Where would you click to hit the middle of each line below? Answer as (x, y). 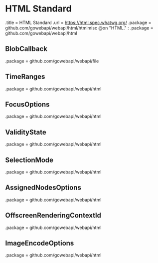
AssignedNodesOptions (43, 188)
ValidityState (26, 132)
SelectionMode (29, 160)
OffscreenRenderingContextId (53, 215)
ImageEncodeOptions (40, 243)
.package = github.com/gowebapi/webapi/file (52, 61)
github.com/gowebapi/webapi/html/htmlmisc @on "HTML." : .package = (79, 27)
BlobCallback (26, 49)
